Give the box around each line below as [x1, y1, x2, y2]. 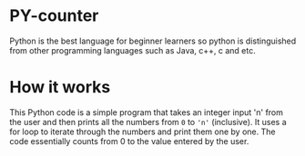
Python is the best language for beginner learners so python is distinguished [9, 35, 297, 46]
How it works [9, 77, 111, 98]
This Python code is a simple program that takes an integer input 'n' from [9, 106, 284, 118]
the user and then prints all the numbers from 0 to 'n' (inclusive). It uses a [9, 116, 287, 127]
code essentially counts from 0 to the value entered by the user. [9, 135, 249, 146]
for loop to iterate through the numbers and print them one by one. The [9, 126, 276, 137]
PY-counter [9, 5, 99, 26]
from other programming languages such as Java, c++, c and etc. [9, 44, 257, 55]
